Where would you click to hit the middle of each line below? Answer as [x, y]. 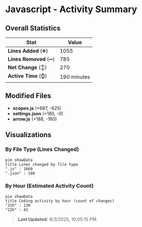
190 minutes [75, 77]
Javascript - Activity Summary [71, 9]
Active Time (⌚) [27, 76]
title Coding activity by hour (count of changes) [60, 201]
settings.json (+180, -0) [38, 113]
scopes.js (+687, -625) [37, 108]
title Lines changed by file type [42, 164]
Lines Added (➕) [28, 51]
